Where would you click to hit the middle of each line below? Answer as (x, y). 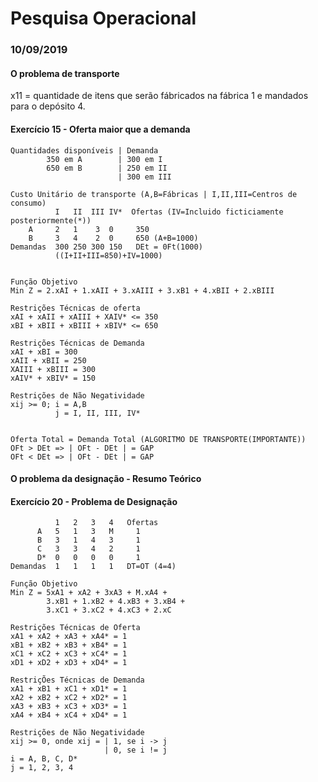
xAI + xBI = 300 (44, 352)
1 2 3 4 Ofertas (106, 523)
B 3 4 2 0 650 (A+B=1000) (113, 238)
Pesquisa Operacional (103, 18)
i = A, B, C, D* (44, 759)
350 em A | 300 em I (104, 159)
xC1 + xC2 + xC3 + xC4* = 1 (69, 654)
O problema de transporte (65, 73)
